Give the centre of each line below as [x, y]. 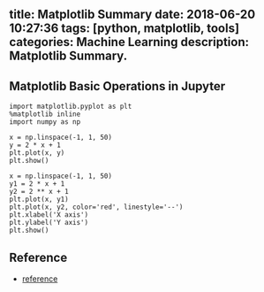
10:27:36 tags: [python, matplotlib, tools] [124, 29]
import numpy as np [45, 122]
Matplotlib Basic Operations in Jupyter [117, 86]
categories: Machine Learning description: [129, 42]
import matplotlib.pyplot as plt [71, 107]
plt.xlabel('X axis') [49, 215]
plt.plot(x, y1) [39, 200]
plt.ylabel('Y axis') [49, 223]
